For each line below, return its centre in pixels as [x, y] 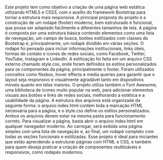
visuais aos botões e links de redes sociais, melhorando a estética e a [75, 95]
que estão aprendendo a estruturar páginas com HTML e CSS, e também [78, 142]
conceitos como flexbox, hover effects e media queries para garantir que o [80, 74]
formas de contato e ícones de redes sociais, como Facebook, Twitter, [75, 54]
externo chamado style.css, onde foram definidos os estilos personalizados [81, 64]
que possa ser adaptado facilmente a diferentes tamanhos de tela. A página [81, 28]
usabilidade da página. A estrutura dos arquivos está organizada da [73, 100]
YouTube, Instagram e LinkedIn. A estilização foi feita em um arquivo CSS [79, 59]
